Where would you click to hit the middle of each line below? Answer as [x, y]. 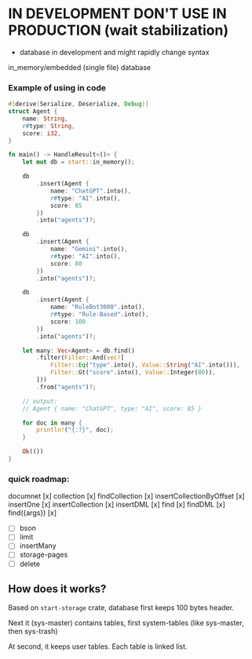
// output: [40, 401]
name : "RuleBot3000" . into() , [98, 307]
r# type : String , [49, 126]
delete [30, 564]
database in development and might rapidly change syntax [114, 52]
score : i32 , [42, 133]
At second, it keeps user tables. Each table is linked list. [98, 646]
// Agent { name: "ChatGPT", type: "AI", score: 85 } [112, 409]
